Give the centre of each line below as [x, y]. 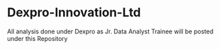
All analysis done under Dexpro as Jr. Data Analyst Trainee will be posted [110, 31]
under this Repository [37, 38]
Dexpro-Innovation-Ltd [74, 13]
